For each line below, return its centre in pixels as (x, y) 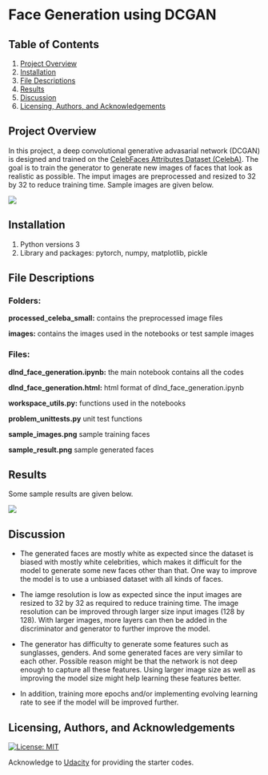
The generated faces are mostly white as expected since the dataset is (136, 554)
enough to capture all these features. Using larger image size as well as (138, 670)
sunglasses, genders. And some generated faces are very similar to (131, 653)
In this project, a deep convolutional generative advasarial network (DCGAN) (134, 151)
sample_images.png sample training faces (79, 434)
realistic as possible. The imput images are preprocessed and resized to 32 (132, 176)
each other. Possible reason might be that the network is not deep (128, 661)
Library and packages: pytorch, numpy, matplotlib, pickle (114, 252)
